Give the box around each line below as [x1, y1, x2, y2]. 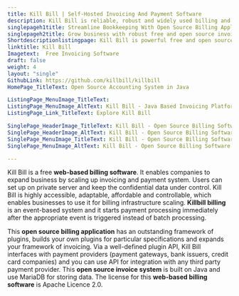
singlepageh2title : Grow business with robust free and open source [7, 30, 215, 38]
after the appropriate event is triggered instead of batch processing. [7, 213, 207, 222]
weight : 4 [7, 63, 37, 71]
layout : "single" [7, 70, 59, 77]
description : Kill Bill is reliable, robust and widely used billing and [7, 17, 231, 24]
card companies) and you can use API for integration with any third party [7, 257, 221, 266]
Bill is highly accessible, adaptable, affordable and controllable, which [7, 190, 212, 200]
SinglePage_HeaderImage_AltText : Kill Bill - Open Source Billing [7, 129, 208, 136]
